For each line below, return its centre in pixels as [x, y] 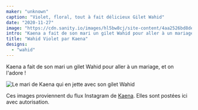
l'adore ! [16, 73]
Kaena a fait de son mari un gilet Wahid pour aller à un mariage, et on [90, 66]
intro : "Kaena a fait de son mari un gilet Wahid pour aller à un [89, 34]
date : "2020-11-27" [30, 22]
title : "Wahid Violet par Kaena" [47, 39]
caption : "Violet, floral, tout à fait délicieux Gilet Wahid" [85, 17]
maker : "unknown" [27, 11]
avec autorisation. [28, 102]
